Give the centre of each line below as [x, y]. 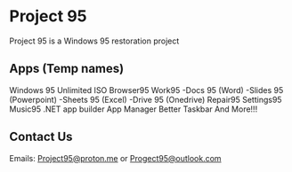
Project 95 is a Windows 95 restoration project [94, 41]
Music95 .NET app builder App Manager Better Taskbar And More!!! [134, 109]
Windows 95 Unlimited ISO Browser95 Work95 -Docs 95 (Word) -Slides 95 [146, 90]
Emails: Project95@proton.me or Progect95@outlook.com [115, 158]
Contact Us [41, 137]
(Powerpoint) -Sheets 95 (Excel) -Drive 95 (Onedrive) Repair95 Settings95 [146, 99]
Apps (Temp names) [67, 69]
